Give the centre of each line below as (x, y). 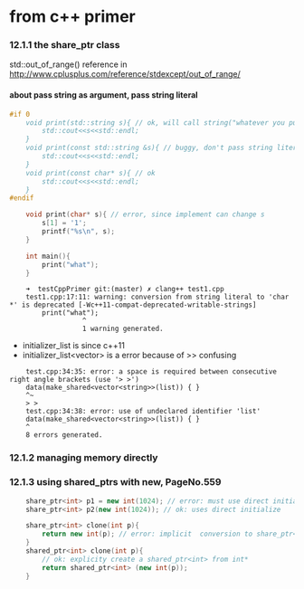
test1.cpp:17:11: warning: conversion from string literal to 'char (157, 297)
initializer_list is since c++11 (73, 346)
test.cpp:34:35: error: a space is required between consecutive (152, 372)
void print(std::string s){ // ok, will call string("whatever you (155, 123)
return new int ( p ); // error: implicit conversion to (147, 534)
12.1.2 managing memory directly (84, 458)
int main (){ (48, 256)
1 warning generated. (123, 329)
